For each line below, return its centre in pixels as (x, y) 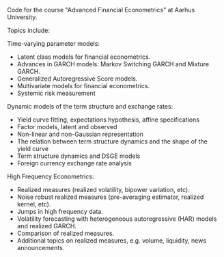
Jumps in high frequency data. (60, 212)
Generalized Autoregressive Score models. (77, 79)
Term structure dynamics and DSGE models (79, 156)
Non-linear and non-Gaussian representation (80, 134)
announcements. (41, 248)
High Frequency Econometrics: (51, 176)
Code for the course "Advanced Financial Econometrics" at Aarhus (101, 10)
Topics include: (28, 30)
